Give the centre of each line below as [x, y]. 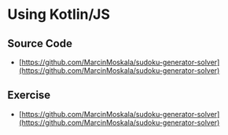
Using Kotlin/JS [59, 15]
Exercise [29, 95]
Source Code [40, 44]
